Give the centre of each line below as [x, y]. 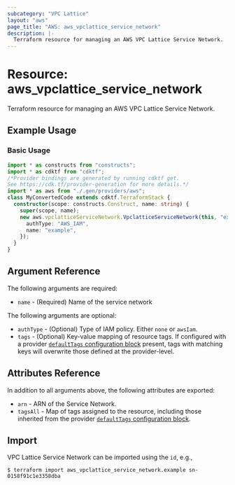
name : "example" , [51, 230]
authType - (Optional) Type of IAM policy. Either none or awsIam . [107, 329]
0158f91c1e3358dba [34, 477]
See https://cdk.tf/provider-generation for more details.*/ [98, 185]
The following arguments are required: [62, 288]
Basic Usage [29, 150]
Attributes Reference [54, 373]
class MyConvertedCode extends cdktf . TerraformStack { [89, 198]
